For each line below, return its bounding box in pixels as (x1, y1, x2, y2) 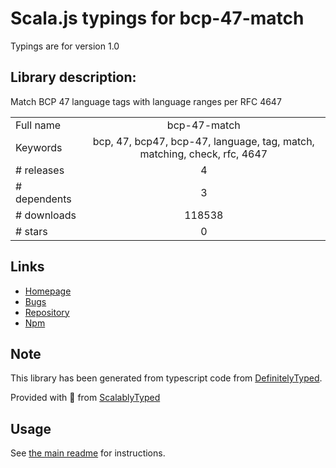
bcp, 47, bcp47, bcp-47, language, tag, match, (92, 134, 315, 148)
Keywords (15, 140, 63, 154)
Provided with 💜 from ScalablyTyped (10, 392, 161, 404)
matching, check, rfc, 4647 (139, 147, 268, 161)
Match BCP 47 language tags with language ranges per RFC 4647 (10, 95, 282, 107)
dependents (15, 192, 72, 206)
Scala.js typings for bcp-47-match (10, 7, 305, 30)
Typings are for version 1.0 (10, 40, 120, 52)
